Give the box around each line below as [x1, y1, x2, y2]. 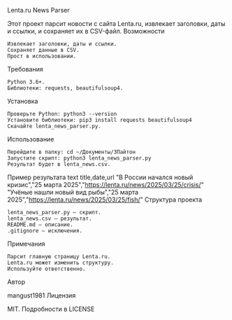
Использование [7, 135, 55, 143]
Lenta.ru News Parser [7, 6, 70, 14]
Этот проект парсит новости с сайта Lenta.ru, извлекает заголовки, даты [7, 20, 226, 27]
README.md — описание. [7, 221, 73, 228]
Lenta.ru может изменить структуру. [7, 259, 114, 266]
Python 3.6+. [7, 78, 45, 85]
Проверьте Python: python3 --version [7, 111, 117, 118]
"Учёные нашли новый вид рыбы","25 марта [7, 188, 138, 196]
